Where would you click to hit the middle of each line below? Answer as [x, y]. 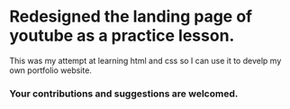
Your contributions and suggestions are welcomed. [124, 94]
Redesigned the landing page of [131, 17]
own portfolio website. [51, 70]
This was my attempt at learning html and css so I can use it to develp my [145, 60]
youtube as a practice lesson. [122, 36]
